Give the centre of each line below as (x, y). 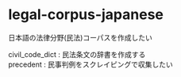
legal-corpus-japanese (86, 15)
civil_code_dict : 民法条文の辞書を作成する (77, 54)
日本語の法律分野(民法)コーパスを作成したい (81, 37)
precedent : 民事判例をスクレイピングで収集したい (90, 64)
